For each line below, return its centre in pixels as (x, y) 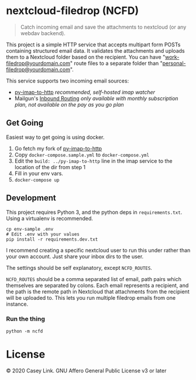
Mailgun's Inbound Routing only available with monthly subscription (96, 98)
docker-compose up (37, 180)
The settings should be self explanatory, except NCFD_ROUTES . (79, 268)
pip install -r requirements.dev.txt (52, 239)
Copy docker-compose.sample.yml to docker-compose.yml (82, 155)
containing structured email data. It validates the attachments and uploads (96, 50)
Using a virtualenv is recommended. (50, 218)
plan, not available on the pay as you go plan (69, 104)
